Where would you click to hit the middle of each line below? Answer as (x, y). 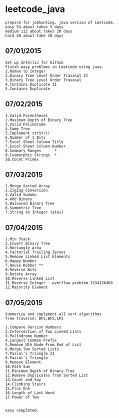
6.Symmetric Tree (23, 208)
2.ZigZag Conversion (27, 190)
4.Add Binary (19, 199)
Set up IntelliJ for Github (34, 62)
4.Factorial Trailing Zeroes (35, 252)
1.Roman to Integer (25, 71)
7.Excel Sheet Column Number (35, 146)
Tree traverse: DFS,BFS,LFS (34, 318)
